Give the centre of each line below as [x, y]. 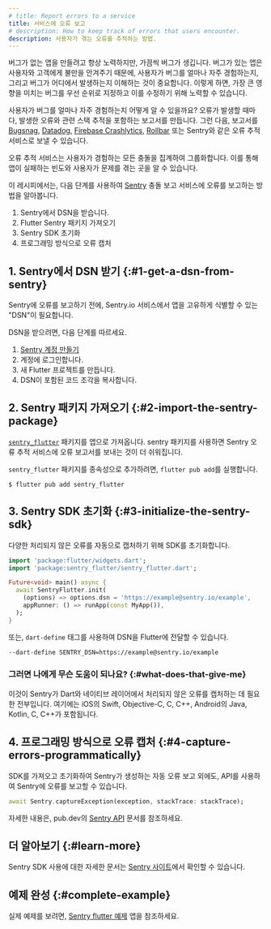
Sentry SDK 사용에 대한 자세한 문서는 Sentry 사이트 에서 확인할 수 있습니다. [127, 867]
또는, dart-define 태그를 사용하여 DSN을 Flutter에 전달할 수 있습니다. [119, 637]
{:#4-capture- [194, 742]
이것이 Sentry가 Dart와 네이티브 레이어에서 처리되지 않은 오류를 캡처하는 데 [127, 694]
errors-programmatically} [75, 755]
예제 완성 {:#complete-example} [90, 895]
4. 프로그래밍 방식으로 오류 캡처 [82, 742]
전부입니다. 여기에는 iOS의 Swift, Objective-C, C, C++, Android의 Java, [132, 703]
